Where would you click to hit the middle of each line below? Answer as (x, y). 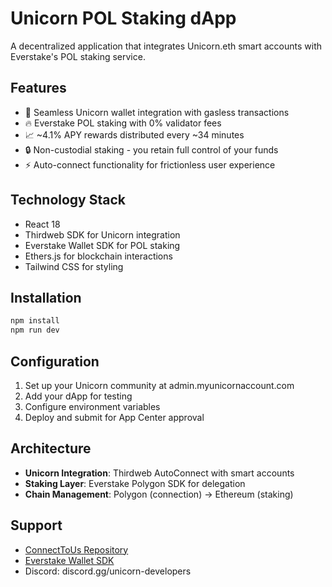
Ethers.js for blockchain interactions (98, 256)
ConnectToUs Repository (76, 549)
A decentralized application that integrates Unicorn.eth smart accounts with (166, 46)
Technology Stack (68, 200)
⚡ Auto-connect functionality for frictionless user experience (150, 164)
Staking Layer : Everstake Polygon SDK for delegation (135, 483)
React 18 (42, 224)
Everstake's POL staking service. (78, 56)
